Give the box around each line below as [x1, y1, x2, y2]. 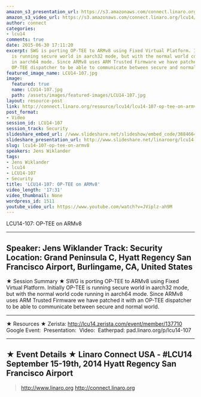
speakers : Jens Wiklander [6, 148, 71, 154]
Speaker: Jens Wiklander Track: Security [6, 243, 163, 253]
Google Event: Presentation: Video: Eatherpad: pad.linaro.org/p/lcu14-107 [6, 327, 191, 334]
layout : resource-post [6, 98, 63, 104]
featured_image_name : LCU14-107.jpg [6, 70, 98, 76]
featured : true [11, 81, 50, 87]
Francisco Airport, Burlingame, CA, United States [6, 262, 193, 272]
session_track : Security [6, 126, 68, 132]
